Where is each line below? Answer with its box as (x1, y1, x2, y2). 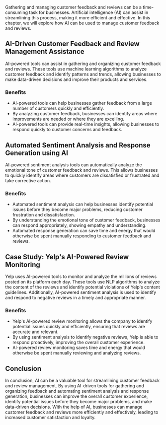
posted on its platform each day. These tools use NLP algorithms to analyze (5, 279, 160, 285)
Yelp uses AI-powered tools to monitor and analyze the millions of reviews (5, 274, 157, 280)
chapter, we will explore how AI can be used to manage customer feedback (5, 20, 160, 26)
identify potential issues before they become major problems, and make (5, 399, 153, 405)
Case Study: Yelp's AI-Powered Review (5, 253, 129, 261)
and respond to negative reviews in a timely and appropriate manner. (5, 295, 146, 301)
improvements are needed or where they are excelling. (12, 116, 124, 122)
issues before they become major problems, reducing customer (12, 207, 143, 212)
